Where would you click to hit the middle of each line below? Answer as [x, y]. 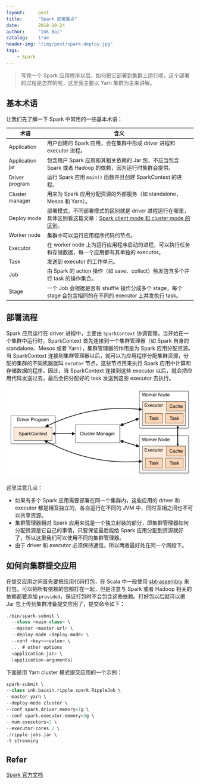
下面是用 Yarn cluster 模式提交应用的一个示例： [64, 672]
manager [20, 201]
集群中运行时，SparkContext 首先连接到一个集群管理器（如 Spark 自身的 [100, 340]
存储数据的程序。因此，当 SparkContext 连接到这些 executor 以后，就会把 [97, 370]
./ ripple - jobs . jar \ [32, 735]
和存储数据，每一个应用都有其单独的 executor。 [105, 252]
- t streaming [22, 741]
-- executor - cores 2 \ [33, 728]
